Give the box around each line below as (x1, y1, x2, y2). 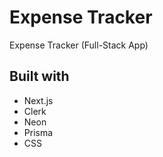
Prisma (23, 126, 54, 138)
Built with (9, 68, 70, 85)
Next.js (23, 94, 54, 106)
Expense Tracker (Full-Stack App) (9, 39, 149, 51)
